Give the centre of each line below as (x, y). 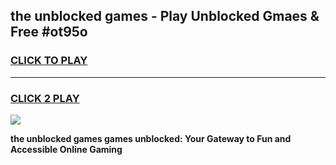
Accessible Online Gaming (66, 149)
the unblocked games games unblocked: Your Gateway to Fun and (151, 138)
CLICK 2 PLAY (45, 98)
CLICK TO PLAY (49, 61)
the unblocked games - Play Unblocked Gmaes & (165, 16)
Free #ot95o (49, 32)
